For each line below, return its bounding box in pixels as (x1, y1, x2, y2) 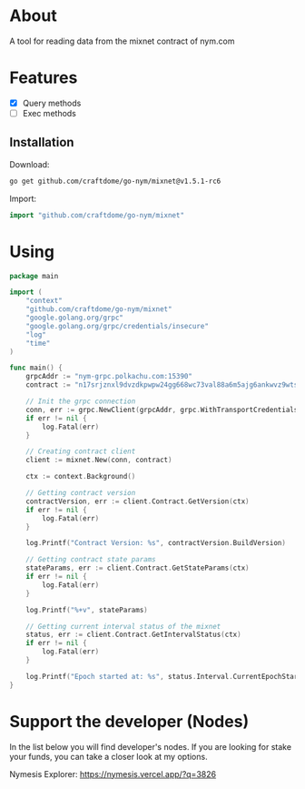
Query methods (22, 97, 82, 108)
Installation (9, 135, 74, 150)
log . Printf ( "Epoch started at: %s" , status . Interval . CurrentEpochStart (25, 672, 302, 681)
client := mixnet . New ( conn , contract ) (25, 456, 172, 465)
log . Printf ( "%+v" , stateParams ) (25, 605, 148, 614)
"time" (25, 339, 51, 348)
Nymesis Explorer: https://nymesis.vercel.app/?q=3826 (9, 768, 216, 779)
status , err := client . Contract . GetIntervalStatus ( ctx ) (25, 630, 242, 640)
